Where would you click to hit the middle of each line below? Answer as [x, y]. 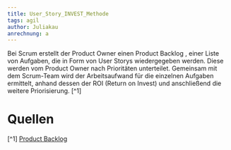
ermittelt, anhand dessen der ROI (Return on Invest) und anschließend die [114, 83]
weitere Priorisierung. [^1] [45, 91]
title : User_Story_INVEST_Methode [58, 14]
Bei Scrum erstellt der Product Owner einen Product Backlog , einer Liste [113, 54]
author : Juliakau [33, 27]
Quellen [31, 119]
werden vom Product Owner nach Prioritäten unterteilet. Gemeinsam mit [112, 68]
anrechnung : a [28, 33]
